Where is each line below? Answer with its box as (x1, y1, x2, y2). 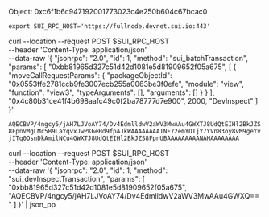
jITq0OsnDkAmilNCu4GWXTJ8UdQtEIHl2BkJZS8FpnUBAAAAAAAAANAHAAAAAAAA (8, 134, 240, 142)
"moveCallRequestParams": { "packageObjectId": (8, 71, 173, 80)
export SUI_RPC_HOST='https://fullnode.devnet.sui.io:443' (8, 23, 211, 31)
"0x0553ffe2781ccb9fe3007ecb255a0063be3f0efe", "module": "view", (8, 80, 244, 88)
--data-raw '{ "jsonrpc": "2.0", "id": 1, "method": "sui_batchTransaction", (8, 54, 248, 63)
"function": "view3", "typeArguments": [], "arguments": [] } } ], (8, 88, 215, 97)
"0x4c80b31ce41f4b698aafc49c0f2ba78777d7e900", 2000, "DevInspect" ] (8, 96, 259, 105)
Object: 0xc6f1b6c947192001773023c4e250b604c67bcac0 (8, 7, 208, 16)
